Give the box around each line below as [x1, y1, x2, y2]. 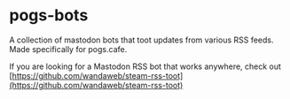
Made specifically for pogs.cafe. [9, 43, 128, 54]
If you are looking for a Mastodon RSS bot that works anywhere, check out [9, 61, 282, 72]
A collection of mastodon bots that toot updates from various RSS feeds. [9, 34, 274, 45]
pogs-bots [9, 5, 89, 26]
